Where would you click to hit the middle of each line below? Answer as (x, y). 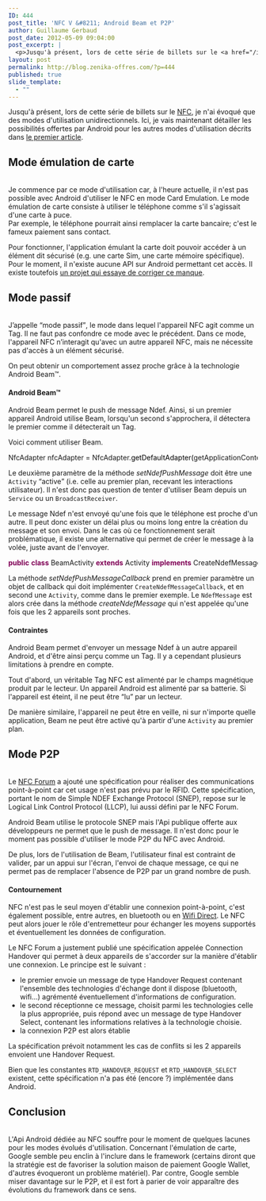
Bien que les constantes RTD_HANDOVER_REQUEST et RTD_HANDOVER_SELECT (123, 1070)
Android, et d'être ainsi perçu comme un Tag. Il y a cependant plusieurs (125, 656)
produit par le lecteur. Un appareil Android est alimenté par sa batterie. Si (127, 688)
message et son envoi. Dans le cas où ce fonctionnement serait (112, 531)
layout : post (30, 60)
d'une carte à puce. (40, 215)
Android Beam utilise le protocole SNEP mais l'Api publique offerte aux (123, 822)
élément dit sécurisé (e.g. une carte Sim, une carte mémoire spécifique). (126, 256)
